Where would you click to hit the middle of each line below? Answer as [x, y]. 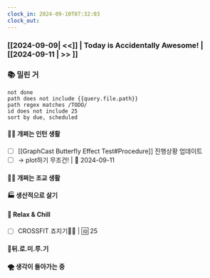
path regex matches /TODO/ [47, 105]
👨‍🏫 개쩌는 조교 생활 [34, 177]
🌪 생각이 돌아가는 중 [36, 266]
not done [20, 92]
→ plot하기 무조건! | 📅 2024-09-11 [66, 160]
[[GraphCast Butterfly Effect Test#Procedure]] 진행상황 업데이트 [110, 151]
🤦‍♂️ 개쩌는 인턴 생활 [34, 134]
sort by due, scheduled [43, 117]
